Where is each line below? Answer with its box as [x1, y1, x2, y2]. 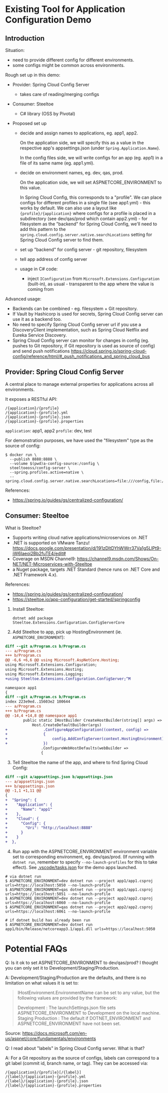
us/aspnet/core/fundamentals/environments [5, 1036, 96, 1042]
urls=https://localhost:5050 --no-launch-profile [5, 883, 111, 888]
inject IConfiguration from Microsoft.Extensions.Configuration [27, 276, 160, 281]
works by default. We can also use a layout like [19, 205, 116, 211]
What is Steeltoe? [5, 525, 41, 531]
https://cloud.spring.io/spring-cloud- [70, 348, 147, 354]
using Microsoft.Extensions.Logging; [5, 671, 84, 677]
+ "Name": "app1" [5, 807, 52, 812]
